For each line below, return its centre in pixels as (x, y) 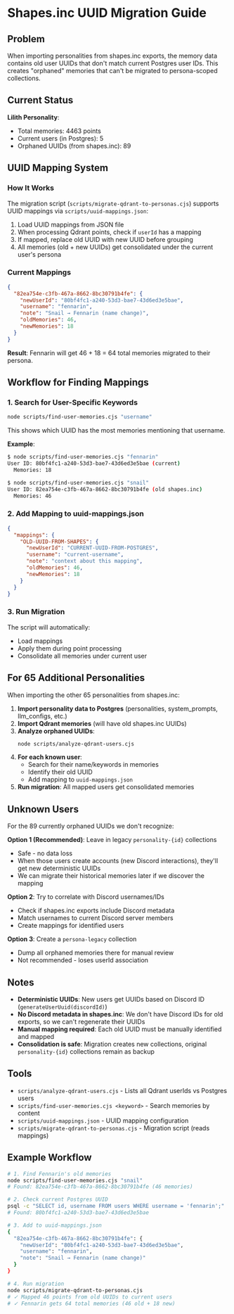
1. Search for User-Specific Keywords (73, 402)
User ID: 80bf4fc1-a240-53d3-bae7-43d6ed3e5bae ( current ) (94, 464)
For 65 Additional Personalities (76, 678)
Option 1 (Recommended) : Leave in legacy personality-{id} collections (112, 840)
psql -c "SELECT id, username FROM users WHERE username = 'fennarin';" (116, 1206)
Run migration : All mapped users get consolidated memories (106, 787)
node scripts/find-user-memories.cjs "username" (80, 417)
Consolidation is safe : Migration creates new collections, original (112, 1044)
